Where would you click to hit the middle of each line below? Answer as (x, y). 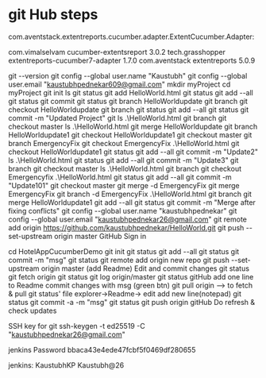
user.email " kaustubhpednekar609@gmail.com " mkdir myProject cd (120, 84)
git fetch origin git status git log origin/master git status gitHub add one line (131, 276)
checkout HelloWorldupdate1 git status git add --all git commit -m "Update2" (133, 152)
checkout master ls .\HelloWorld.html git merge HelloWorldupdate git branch (133, 126)
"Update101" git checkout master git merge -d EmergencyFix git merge (124, 185)
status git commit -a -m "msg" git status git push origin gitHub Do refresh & (132, 302)
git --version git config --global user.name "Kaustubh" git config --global (128, 75)
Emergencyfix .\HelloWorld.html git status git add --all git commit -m (120, 177)
